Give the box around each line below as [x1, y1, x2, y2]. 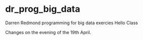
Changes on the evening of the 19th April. [5, 29, 92, 35]
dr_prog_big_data [5, 3, 81, 15]
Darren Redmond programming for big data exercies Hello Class [5, 20, 138, 26]
